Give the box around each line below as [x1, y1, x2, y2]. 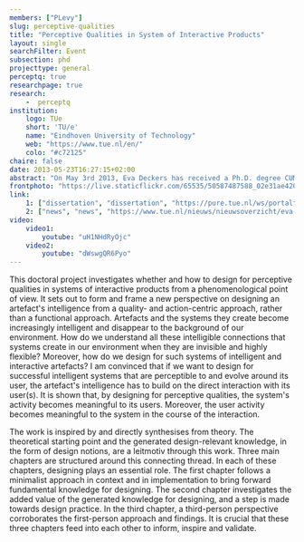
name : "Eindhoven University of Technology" [25, 131, 196, 140]
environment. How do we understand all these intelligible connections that [9, 332, 286, 343]
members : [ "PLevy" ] [9, 13, 83, 23]
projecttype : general [9, 64, 91, 73]
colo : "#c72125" [25, 148, 88, 157]
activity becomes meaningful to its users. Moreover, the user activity [9, 400, 265, 411]
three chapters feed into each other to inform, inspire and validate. [9, 523, 257, 534]
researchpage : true [9, 81, 83, 90]
